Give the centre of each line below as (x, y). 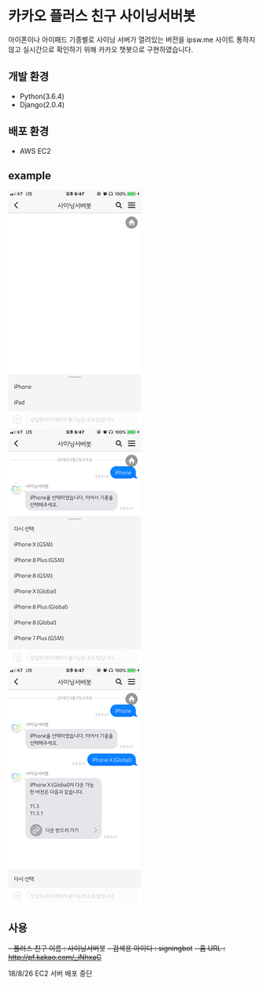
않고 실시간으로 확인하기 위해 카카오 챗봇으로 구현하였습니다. (101, 49)
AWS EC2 (35, 151)
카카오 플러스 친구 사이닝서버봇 (102, 16)
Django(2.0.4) (42, 104)
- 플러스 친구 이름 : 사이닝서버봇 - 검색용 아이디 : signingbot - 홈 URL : (117, 949)
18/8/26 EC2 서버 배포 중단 (50, 974)
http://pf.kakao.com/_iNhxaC (55, 957)
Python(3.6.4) (42, 96)
